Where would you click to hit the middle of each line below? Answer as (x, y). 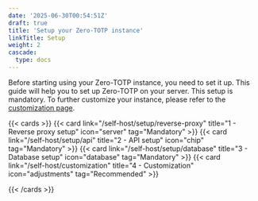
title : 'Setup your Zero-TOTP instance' (76, 30)
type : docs (33, 60)
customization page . (42, 107)
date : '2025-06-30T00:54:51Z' (58, 15)
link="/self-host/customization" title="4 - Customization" (101, 165)
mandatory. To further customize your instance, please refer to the (117, 99)
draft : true (28, 23)
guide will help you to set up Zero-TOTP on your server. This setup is (121, 91)
